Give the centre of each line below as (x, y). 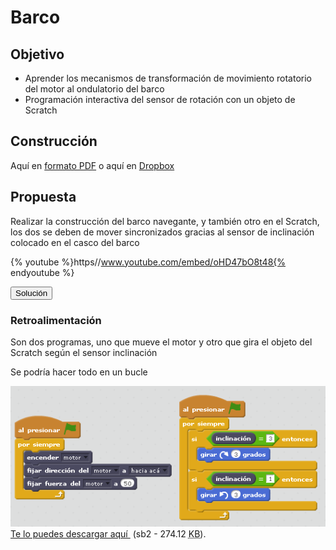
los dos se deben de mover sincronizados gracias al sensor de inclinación (162, 232)
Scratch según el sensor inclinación (84, 352)
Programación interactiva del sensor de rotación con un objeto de (160, 99)
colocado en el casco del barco (75, 242)
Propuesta (43, 197)
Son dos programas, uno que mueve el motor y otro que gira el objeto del (161, 342)
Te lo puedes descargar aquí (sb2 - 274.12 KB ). (108, 534)
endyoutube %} (42, 272)
